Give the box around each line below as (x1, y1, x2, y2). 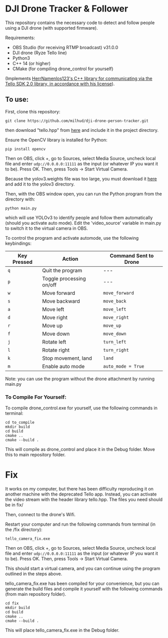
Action (62, 255, 78, 262)
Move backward (42, 297, 80, 304)
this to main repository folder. (5, 452, 66, 458)
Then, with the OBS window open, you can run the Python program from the (5, 191, 162, 197)
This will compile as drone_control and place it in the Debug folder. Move (5, 446, 155, 452)
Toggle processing (42, 275, 86, 282)
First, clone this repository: (5, 108, 60, 114)
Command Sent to (109, 252, 154, 259)
